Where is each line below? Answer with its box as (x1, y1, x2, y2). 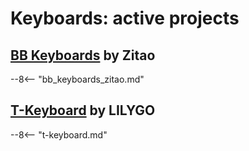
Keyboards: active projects (10, 7, 240, 30)
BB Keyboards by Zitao (10, 47, 156, 64)
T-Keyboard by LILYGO (10, 102, 156, 119)
